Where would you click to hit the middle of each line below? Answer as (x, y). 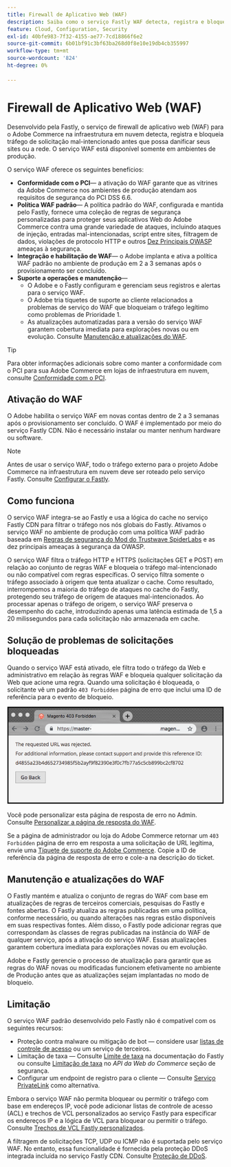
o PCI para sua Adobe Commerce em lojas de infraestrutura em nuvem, (108, 370)
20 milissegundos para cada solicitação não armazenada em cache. (103, 619)
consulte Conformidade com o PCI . (57, 378)
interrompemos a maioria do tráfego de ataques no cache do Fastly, (103, 590)
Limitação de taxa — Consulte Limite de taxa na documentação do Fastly (120, 1056)
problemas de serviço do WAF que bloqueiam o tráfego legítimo (118, 307)
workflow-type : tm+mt (38, 51)
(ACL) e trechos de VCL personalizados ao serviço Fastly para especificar (112, 1113)
